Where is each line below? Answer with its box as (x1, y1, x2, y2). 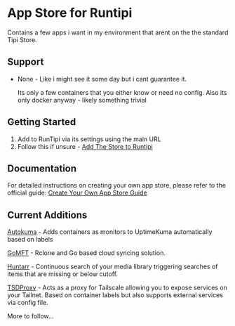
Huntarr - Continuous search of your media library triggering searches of (7, 262, 218, 271)
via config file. (7, 299, 48, 307)
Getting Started (7, 116, 76, 128)
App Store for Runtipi (7, 5, 133, 21)
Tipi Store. (7, 35, 37, 44)
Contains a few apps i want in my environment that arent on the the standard (7, 28, 229, 37)
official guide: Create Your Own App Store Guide (7, 188, 147, 197)
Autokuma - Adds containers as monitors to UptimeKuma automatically (7, 228, 213, 236)
